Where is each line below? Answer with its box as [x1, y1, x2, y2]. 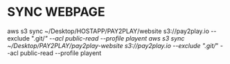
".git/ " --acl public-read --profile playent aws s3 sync [30, 34, 185, 42]
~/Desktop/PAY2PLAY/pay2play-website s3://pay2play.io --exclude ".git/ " [7, 41, 219, 50]
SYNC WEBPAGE [7, 4, 105, 20]
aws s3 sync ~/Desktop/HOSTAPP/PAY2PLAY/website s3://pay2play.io [7, 27, 210, 35]
